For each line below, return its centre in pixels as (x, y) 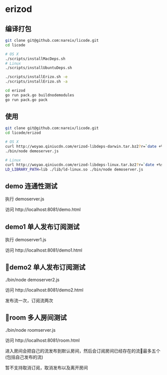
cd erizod (15, 91)
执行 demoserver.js (25, 199)
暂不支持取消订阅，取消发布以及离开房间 (46, 368)
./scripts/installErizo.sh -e (37, 77)
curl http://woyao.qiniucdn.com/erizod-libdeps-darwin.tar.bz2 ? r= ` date (81, 147)
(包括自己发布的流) (24, 357)
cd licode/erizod (23, 133)
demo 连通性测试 (31, 186)
